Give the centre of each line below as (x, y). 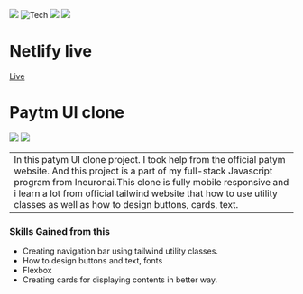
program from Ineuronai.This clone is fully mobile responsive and (151, 182)
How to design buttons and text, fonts (92, 261)
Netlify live (51, 52)
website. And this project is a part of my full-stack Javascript (143, 171)
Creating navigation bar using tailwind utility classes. (120, 251)
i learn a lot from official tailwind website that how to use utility (146, 193)
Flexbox (37, 271)
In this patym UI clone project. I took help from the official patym (150, 159)
